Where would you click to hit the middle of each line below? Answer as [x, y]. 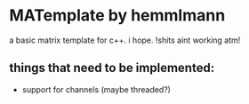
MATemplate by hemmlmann [117, 16]
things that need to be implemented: [112, 68]
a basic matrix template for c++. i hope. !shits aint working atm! [125, 40]
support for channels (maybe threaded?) [96, 89]
